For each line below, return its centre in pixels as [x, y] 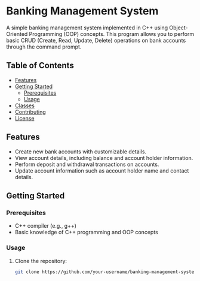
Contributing [30, 111]
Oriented [17, 34]
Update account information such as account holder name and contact [102, 170]
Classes [24, 105]
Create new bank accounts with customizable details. [81, 152]
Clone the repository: [41, 261]
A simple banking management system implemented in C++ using [87, 28]
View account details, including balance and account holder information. [104, 158]
